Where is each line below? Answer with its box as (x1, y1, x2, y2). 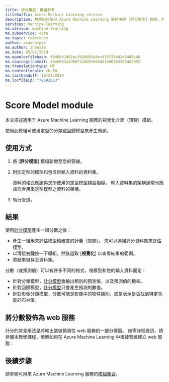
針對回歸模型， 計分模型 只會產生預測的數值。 (12, 285, 106, 291)
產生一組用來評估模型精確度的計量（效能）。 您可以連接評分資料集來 (12, 238, 153, 244)
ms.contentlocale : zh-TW (5, 69, 57, 74)
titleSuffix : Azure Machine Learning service (5, 12, 102, 17)
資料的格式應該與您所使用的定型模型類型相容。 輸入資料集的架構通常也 (12, 180, 159, 186)
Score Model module (5, 99, 94, 111)
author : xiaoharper (5, 40, 46, 45)
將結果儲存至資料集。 (12, 257, 57, 263)
